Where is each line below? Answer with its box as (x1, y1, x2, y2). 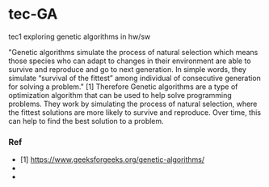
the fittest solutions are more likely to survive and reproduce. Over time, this (8, 107, 261, 117)
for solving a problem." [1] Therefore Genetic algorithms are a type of (8, 82, 238, 91)
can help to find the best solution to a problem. (8, 116, 164, 125)
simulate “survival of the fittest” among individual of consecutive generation (8, 73, 261, 83)
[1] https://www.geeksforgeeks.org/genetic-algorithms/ (19, 155, 204, 164)
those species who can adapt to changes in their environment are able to (8, 56, 252, 66)
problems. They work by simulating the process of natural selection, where (8, 99, 258, 108)
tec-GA (8, 5, 58, 23)
